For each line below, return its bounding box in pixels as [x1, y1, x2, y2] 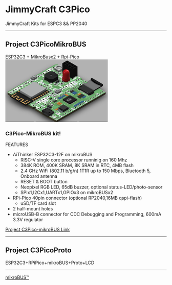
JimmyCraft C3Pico [5, 4, 91, 15]
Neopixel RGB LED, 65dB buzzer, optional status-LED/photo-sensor [20, 184, 163, 190]
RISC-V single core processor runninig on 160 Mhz [20, 157, 127, 163]
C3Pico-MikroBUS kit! [5, 130, 61, 137]
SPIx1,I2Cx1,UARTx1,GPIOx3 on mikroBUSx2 [20, 189, 114, 195]
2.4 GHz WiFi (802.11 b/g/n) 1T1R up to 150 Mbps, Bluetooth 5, [20, 168, 151, 174]
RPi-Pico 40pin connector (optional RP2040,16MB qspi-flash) [12, 195, 142, 201]
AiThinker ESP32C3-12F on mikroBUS [12, 151, 93, 157]
